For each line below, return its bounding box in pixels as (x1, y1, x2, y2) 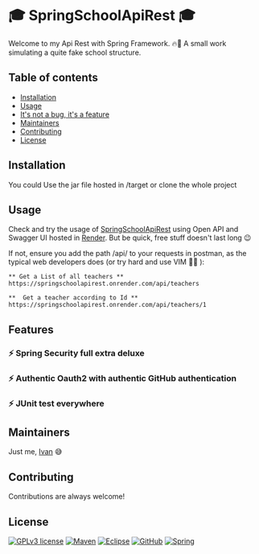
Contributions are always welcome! (8, 492, 125, 502)
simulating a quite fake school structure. (8, 48, 142, 57)
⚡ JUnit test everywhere (8, 398, 105, 409)
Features (8, 323, 54, 337)
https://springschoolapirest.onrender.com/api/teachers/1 (8, 301, 207, 309)
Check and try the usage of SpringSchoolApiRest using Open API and (8, 225, 239, 234)
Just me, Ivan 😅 (8, 447, 63, 457)
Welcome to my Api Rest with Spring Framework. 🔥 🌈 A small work (8, 38, 227, 48)
